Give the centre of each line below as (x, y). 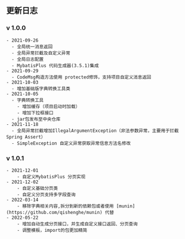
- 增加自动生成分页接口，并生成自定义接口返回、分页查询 (78, 224)
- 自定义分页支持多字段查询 (46, 194)
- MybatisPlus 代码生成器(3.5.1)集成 (55, 65)
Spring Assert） (26, 137)
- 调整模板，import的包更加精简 (52, 230)
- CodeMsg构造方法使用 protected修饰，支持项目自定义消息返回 (81, 77)
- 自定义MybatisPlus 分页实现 (51, 177)
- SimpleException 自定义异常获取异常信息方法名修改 (71, 143)
